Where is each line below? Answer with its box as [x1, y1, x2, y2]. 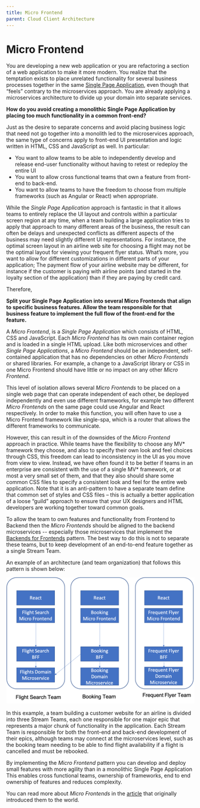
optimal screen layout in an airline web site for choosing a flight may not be [6, 243, 191, 250]
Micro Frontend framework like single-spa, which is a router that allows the [6, 416, 190, 423]
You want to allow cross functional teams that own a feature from [14, 174, 176, 181]
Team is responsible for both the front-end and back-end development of [6, 728, 187, 736]
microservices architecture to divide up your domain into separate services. [6, 94, 192, 101]
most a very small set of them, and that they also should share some [6, 472, 174, 479]
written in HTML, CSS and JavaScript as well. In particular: [6, 143, 150, 150]
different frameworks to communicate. [6, 422, 101, 429]
